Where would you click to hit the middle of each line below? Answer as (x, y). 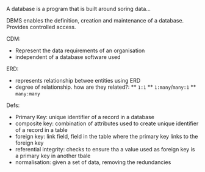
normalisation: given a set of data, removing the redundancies (93, 162)
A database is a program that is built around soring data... (79, 9)
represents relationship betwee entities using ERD (78, 81)
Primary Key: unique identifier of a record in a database (85, 117)
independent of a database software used (68, 57)
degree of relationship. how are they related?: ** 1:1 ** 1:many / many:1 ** (106, 87)
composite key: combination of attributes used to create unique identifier (107, 123)
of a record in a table (41, 130)
